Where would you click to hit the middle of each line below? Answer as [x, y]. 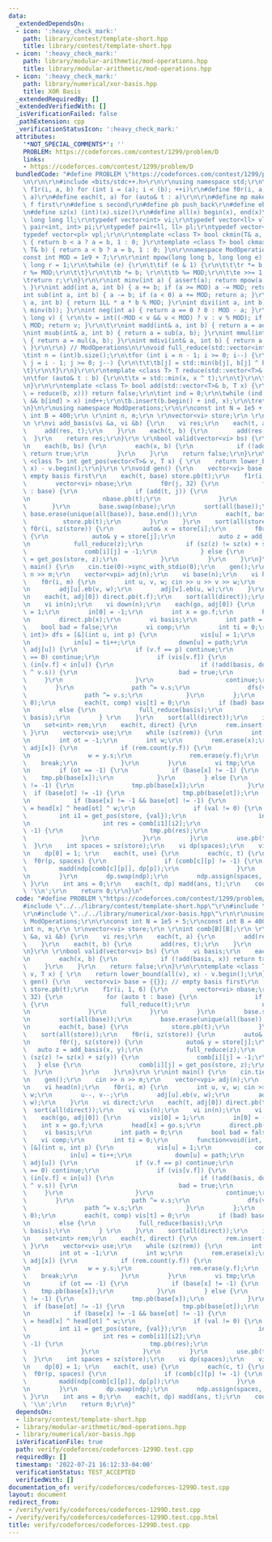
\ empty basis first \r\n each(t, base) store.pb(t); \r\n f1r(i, [144, 476]
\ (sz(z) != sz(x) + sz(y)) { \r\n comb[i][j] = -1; [139, 1057]
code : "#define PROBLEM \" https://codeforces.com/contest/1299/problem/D [142, 899]
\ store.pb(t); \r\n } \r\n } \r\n [112, 521]
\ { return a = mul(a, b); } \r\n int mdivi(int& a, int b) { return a [143, 340]
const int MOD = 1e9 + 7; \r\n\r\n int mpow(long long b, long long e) [143, 257]
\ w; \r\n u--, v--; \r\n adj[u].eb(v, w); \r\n [126, 1095]
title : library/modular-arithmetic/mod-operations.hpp [117, 69]
